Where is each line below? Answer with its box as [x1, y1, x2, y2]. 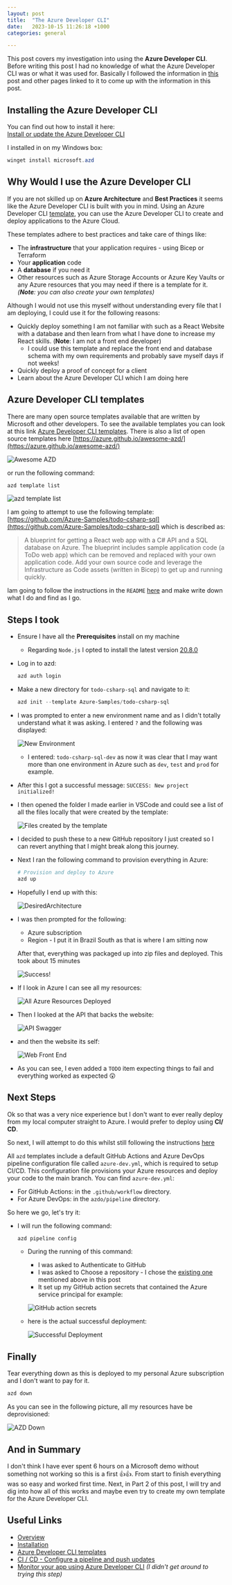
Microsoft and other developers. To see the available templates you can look [7, 419, 225, 427]
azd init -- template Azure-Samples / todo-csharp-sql [17, 699, 170, 706]
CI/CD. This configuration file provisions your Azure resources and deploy [7, 1167, 218, 1175]
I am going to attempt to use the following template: [7, 508, 154, 516]
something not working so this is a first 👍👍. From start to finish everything [7, 1469, 222, 1478]
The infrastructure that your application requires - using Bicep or [17, 244, 204, 252]
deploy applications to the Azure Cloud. [7, 217, 120, 225]
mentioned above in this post [37, 1275, 121, 1284]
